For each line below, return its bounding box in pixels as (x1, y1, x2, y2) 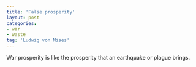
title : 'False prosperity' (6, 9, 75, 15)
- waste (6, 32, 26, 38)
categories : (6, 20, 37, 26)
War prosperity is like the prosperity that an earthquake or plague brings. (6, 54, 190, 61)
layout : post (6, 15, 40, 21)
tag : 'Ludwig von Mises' (6, 37, 70, 43)
